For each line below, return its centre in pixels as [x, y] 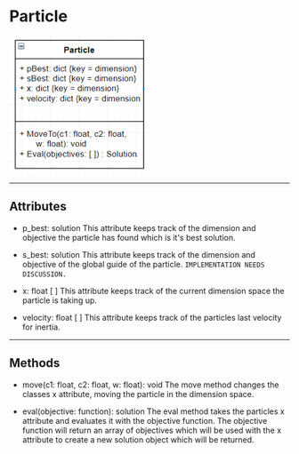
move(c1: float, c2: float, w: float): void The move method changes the [150, 385]
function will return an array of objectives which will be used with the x [152, 430]
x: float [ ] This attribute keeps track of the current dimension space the [153, 291]
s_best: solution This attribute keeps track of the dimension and [139, 254]
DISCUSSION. [44, 274]
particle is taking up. [60, 300]
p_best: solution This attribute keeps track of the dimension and [139, 227]
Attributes [38, 207]
